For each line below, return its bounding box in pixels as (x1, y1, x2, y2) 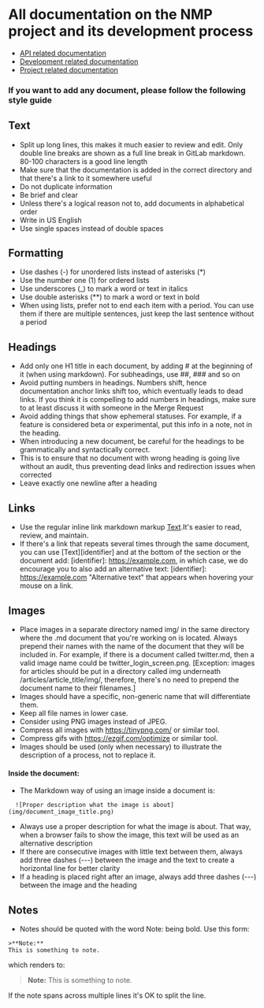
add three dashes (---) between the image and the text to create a (19, 855, 235, 865)
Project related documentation (19, 65, 118, 74)
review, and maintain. (19, 530, 89, 541)
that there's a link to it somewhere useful (19, 173, 152, 183)
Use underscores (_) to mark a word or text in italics (19, 284, 188, 293)
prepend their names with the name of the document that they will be (19, 641, 244, 651)
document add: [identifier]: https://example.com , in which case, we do (19, 556, 248, 565)
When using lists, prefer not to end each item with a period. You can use (19, 301, 255, 311)
